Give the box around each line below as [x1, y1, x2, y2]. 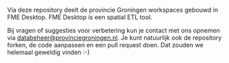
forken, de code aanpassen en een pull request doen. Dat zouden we [7, 41, 203, 49]
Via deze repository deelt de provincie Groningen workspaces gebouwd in [7, 6, 219, 14]
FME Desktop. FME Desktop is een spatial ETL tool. [7, 13, 153, 21]
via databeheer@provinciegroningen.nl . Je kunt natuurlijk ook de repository [7, 34, 222, 42]
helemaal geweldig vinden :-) [7, 48, 90, 56]
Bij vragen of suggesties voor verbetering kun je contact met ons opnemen [7, 27, 221, 34]
